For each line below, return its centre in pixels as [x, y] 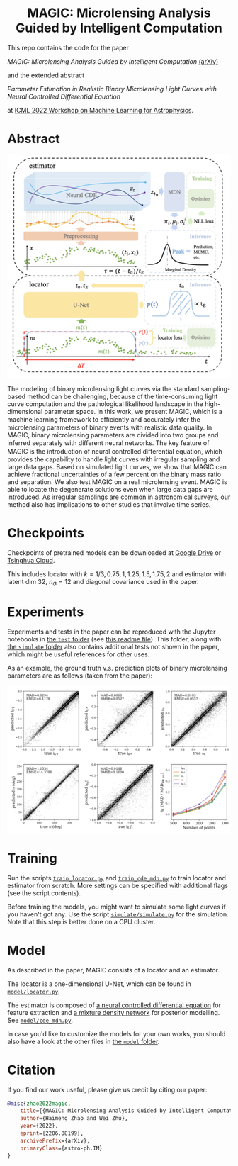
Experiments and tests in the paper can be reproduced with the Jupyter [112, 632]
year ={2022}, [39, 1126]
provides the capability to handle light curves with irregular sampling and [114, 459]
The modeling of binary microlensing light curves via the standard [103, 388]
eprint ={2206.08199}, [52, 1133]
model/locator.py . [34, 991]
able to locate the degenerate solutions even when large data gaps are [110, 489]
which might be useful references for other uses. [79, 654]
